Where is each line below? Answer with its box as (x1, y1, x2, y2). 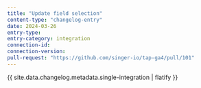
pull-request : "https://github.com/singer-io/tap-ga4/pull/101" (7, 55, 195, 61)
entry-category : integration (7, 35, 91, 42)
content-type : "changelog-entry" (7, 16, 103, 23)
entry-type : (7, 29, 41, 36)
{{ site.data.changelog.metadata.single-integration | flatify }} (7, 73, 178, 81)
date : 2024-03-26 (7, 23, 57, 29)
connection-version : (7, 48, 67, 55)
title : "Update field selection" (7, 10, 103, 17)
